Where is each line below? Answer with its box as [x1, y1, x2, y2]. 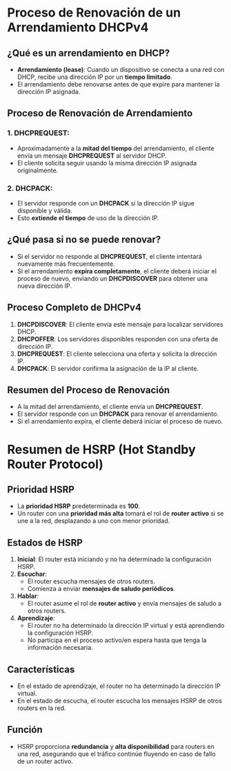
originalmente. [17, 166, 59, 174]
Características [7, 663, 75, 675]
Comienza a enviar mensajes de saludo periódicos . [27, 585, 176, 593]
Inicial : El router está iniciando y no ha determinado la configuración [17, 555, 212, 563]
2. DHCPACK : [7, 183, 53, 193]
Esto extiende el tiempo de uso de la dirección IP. [17, 213, 160, 222]
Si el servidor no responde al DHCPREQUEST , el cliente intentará [17, 252, 202, 260]
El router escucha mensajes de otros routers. [27, 577, 156, 586]
